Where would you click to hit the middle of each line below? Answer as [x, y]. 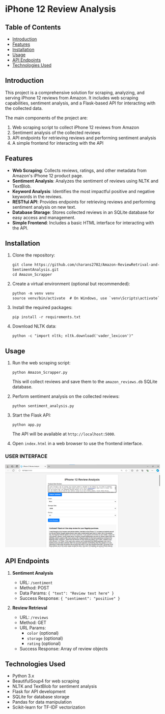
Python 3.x [23, 676]
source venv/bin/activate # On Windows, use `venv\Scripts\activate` [86, 298]
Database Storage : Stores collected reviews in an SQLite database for [83, 212]
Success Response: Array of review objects [64, 649]
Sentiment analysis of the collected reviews [56, 132]
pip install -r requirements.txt [46, 317]
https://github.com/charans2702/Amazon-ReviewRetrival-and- [97, 265]
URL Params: [33, 628]
